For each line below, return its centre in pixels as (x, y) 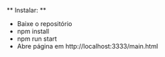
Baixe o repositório (44, 24)
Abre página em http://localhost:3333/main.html (87, 46)
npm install (33, 31)
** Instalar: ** (27, 10)
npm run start (37, 39)
